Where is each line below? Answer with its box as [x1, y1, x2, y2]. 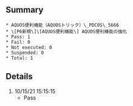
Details [5, 71, 33, 82]
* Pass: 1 [5, 33, 31, 40]
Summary [5, 5, 44, 15]
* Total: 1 [5, 55, 33, 61]
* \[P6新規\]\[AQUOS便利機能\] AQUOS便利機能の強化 [5, 28, 128, 35]
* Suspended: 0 [5, 50, 44, 56]
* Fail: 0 [5, 39, 31, 45]
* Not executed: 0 [5, 44, 52, 50]
